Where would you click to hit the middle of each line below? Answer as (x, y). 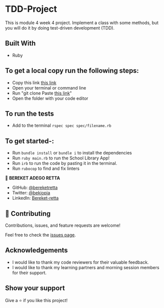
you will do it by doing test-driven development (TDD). (60, 28)
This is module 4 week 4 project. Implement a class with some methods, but (82, 23)
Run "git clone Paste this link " (42, 93)
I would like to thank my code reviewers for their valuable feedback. (81, 262)
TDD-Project (31, 9)
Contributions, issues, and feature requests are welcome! (63, 225)
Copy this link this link (34, 83)
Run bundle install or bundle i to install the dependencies (72, 153)
